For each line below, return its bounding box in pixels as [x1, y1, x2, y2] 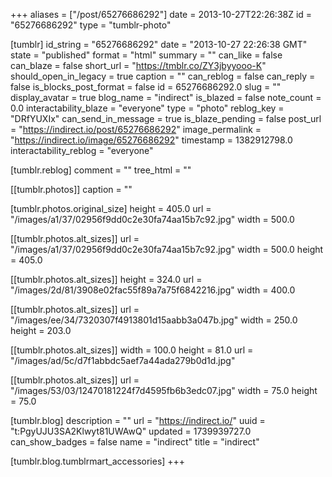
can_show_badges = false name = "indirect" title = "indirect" [10, 436, 260, 448]
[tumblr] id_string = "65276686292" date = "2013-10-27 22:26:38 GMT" [10, 39, 308, 50]
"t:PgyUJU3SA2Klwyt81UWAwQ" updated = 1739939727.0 [10, 425, 252, 437]
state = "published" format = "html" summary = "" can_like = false [10, 49, 283, 61]
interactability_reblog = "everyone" [10, 145, 154, 156]
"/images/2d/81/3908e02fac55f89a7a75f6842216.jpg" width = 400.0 [10, 284, 296, 296]
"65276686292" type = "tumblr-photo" [10, 19, 172, 31]
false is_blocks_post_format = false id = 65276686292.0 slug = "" [10, 81, 282, 93]
